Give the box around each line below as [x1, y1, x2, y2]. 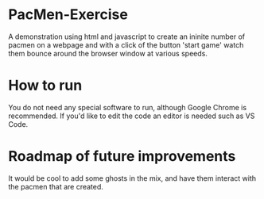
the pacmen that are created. [8, 182, 103, 191]
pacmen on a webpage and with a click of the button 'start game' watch [8, 40, 244, 49]
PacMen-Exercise [8, 6, 129, 24]
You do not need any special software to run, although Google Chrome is [8, 102, 247, 112]
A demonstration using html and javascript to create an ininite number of [8, 32, 246, 41]
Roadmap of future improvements [8, 147, 236, 166]
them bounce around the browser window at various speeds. [8, 48, 208, 58]
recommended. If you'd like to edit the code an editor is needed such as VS [8, 111, 255, 121]
